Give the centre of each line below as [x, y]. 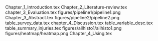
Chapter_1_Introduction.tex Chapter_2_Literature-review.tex [66, 7]
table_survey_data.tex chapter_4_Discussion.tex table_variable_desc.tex [79, 23]
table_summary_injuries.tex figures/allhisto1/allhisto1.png [63, 28]
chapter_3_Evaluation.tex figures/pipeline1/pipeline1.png [63, 12]
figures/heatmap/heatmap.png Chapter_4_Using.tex [59, 33]
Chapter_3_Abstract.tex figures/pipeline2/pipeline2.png [62, 18]
